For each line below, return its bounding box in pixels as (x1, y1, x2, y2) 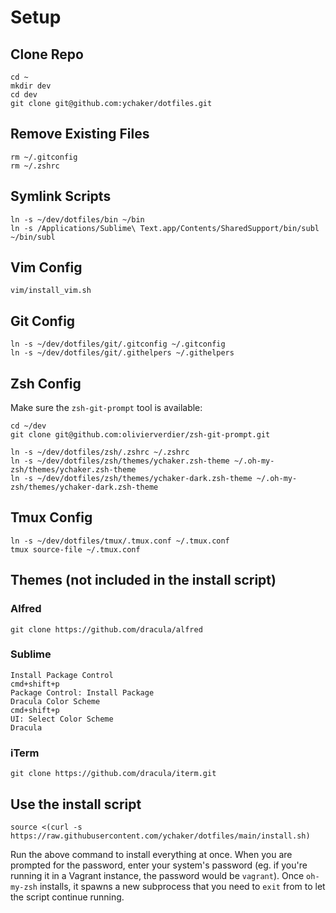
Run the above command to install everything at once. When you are (10, 848, 293, 860)
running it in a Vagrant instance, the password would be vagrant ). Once (10, 869, 305, 881)
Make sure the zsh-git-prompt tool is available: (10, 402, 203, 414)
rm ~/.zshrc (10, 161, 60, 171)
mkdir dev (10, 81, 52, 91)
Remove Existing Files (10, 126, 150, 143)
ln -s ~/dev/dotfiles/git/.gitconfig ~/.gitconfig (10, 339, 226, 350)
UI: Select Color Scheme (10, 714, 114, 724)
